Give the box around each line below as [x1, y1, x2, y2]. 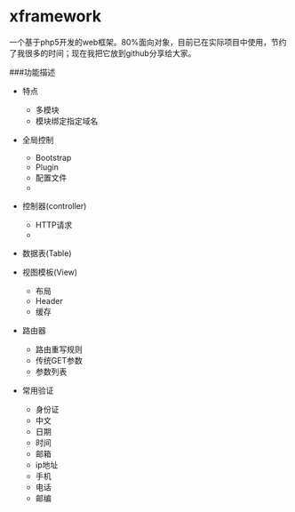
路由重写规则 [35, 344, 83, 355]
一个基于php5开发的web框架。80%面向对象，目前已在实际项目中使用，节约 [9, 36, 287, 47]
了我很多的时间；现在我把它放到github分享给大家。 [9, 47, 196, 59]
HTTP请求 [35, 220, 73, 230]
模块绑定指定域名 [35, 116, 99, 126]
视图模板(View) [21, 267, 78, 277]
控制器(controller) [21, 200, 87, 211]
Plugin [35, 162, 60, 172]
